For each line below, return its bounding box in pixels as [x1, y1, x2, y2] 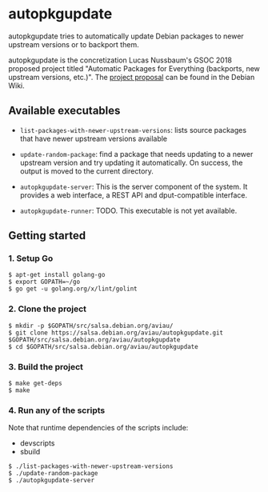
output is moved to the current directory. [19, 166, 154, 176]
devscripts [19, 438, 55, 448]
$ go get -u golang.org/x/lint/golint [8, 285, 138, 293]
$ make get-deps [8, 379, 62, 388]
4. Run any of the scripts [8, 405, 106, 416]
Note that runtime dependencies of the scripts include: [8, 423, 189, 433]
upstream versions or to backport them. [8, 39, 139, 49]
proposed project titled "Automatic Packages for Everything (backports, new [8, 63, 260, 73]
